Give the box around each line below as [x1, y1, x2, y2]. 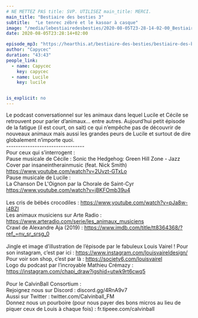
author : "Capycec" [6, 47, 51, 53]
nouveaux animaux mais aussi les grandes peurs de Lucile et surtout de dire [6, 130, 191, 137]
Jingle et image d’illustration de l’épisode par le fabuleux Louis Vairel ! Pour [6, 243, 189, 250]
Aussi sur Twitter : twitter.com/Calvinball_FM [6, 293, 115, 300]
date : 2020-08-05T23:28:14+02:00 [6, 31, 88, 37]
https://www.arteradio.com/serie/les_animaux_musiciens [6, 218, 144, 224]
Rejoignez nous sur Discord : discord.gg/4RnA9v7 [6, 287, 128, 293]
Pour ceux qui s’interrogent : [6, 149, 75, 156]
